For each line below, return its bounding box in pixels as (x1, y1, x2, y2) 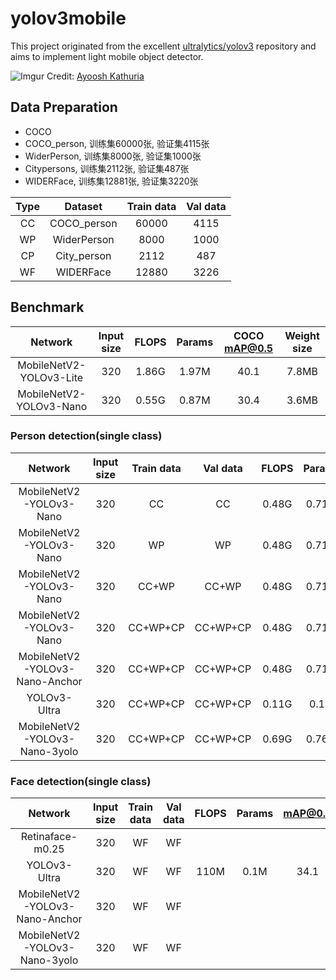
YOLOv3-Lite (19, 370, 84, 384)
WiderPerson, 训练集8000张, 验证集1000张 (24, 150, 202, 162)
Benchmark (10, 299, 85, 316)
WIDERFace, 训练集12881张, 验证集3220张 (24, 175, 199, 187)
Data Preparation (10, 99, 118, 116)
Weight (284, 328, 320, 342)
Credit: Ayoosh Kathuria (46, 70, 145, 82)
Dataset (64, 199, 103, 213)
